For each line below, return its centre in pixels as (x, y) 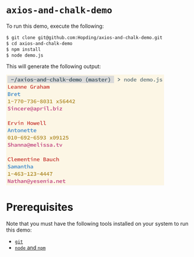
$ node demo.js (25, 55)
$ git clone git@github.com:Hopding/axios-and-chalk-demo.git (84, 38)
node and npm (30, 248)
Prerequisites (40, 207)
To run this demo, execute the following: (55, 26)
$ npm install (24, 49)
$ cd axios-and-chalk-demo (39, 43)
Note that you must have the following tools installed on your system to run (97, 223)
